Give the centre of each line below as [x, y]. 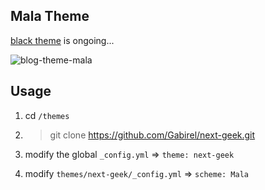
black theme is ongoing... [62, 40]
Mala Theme [50, 16]
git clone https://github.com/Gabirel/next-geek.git [152, 135]
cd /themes [47, 115]
